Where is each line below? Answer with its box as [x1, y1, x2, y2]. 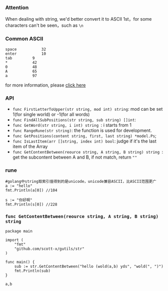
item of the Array [12, 143, 48, 150]
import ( [5, 238, 24, 243]
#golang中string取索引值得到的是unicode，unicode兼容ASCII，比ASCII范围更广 [5, 179, 156, 184]
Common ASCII [5, 35, 44, 42]
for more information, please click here [5, 82, 86, 88]
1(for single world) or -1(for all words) [12, 111, 90, 117]
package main [5, 229, 33, 234]
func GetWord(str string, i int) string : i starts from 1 [12, 122, 132, 128]
